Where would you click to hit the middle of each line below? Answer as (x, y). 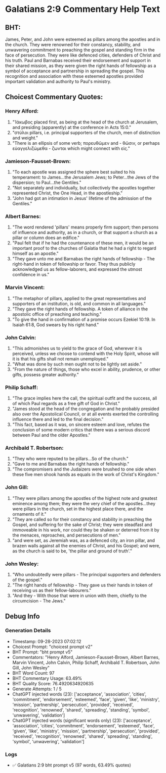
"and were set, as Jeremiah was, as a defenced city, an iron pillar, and (83, 540)
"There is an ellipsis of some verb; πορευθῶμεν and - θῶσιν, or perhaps (86, 143)
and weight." (25, 138)
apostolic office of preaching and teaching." (57, 314)
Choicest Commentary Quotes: (54, 97)
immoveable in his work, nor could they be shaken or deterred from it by (86, 530)
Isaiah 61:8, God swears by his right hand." (56, 325)
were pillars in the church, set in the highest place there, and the (78, 509)
